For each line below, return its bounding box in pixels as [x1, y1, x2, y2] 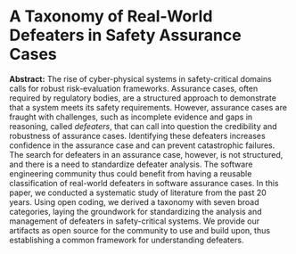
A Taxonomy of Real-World [9, 6, 213, 27]
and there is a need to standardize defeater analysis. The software [9, 159, 253, 169]
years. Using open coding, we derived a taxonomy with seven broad [9, 196, 260, 207]
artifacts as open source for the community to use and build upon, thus [9, 225, 270, 235]
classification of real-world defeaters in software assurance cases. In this [9, 177, 279, 188]
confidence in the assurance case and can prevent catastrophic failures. [9, 140, 275, 151]
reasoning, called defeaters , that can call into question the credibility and [9, 120, 277, 131]
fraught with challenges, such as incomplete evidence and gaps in [9, 111, 253, 122]
